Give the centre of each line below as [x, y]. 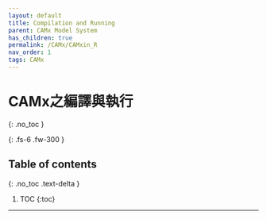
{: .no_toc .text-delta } [44, 183]
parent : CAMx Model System [53, 30]
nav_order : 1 [30, 52]
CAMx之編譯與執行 [71, 102]
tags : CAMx [26, 60]
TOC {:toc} [37, 198]
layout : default [35, 15]
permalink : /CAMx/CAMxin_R [53, 45]
